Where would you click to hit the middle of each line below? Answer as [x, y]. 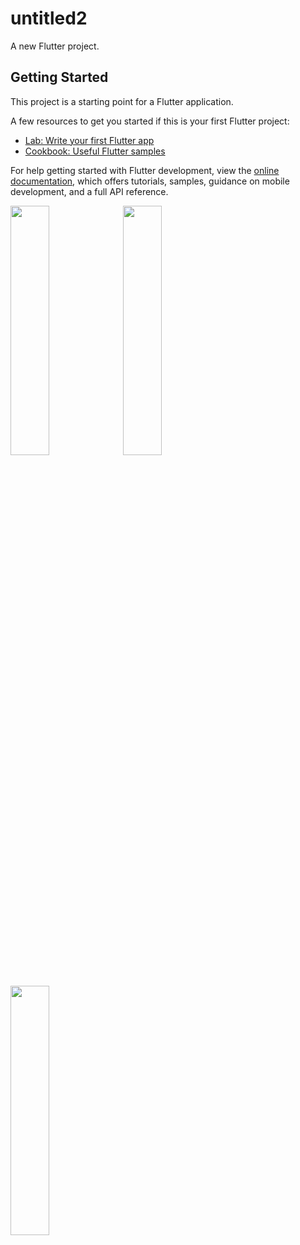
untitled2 [49, 18]
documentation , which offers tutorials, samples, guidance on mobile [150, 181]
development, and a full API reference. [89, 191]
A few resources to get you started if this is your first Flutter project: [150, 121]
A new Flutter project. [55, 46]
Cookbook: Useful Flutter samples [95, 151]
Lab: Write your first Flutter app [89, 140]
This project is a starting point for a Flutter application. [122, 101]
